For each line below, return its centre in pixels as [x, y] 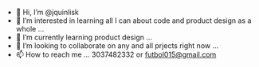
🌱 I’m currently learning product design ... [84, 37]
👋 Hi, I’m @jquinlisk [47, 12]
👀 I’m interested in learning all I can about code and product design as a [133, 20]
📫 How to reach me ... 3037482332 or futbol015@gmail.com [116, 54]
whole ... [30, 29]
